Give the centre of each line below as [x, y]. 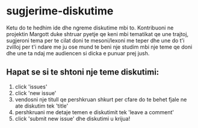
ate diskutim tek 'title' [42, 106]
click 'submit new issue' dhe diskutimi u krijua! [73, 118]
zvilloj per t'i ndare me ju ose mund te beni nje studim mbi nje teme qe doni [99, 47]
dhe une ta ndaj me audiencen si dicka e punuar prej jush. [78, 53]
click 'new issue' [36, 93]
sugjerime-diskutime [60, 11]
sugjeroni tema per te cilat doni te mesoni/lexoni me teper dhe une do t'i [95, 40]
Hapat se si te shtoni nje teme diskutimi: [83, 72]
